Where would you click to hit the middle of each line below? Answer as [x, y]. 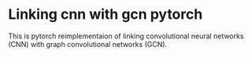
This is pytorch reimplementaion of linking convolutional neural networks [126, 36]
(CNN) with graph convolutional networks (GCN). [88, 44]
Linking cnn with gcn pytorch [106, 14]
